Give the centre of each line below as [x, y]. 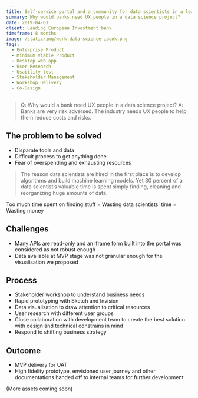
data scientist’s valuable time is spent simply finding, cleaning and [101, 187]
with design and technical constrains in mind [69, 326]
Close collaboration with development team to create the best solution [100, 320]
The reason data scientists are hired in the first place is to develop [101, 174]
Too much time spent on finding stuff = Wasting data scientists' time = [91, 204]
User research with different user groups [64, 313]
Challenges [27, 229]
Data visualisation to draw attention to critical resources [82, 307]
